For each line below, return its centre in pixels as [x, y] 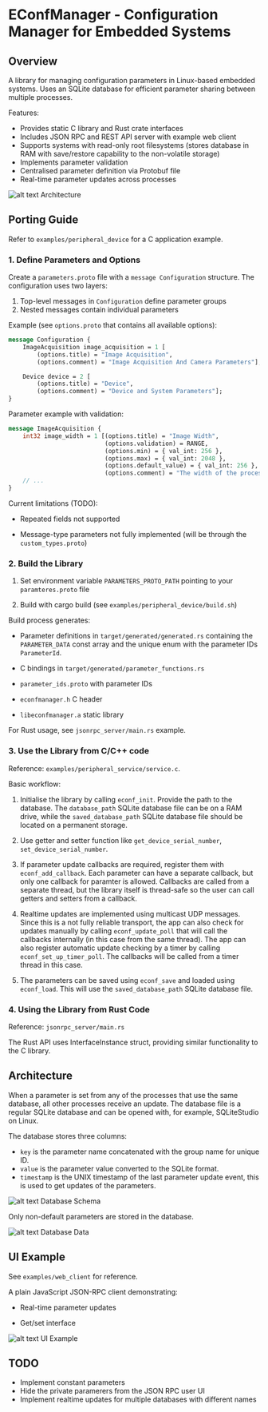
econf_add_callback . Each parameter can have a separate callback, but [136, 873]
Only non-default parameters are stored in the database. [101, 1216]
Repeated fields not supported [70, 519]
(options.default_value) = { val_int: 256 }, [182, 466]
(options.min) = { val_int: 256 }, [164, 451]
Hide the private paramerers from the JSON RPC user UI [112, 1391]
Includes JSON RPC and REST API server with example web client [128, 137]
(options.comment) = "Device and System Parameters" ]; [130, 392]
